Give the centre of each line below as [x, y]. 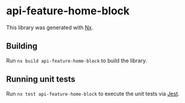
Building [22, 46]
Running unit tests [41, 79]
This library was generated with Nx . [50, 27]
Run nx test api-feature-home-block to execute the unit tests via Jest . [93, 93]
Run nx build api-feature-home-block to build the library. [77, 60]
